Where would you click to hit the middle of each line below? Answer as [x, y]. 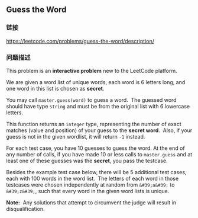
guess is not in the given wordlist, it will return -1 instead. [76, 136]
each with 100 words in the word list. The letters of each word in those [92, 178]
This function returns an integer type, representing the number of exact [94, 124]
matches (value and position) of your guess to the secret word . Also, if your [99, 130]
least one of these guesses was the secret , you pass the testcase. [87, 161]
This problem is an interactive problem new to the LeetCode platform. [92, 70]
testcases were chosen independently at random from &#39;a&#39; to [90, 185]
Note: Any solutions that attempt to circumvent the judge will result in [91, 202]
